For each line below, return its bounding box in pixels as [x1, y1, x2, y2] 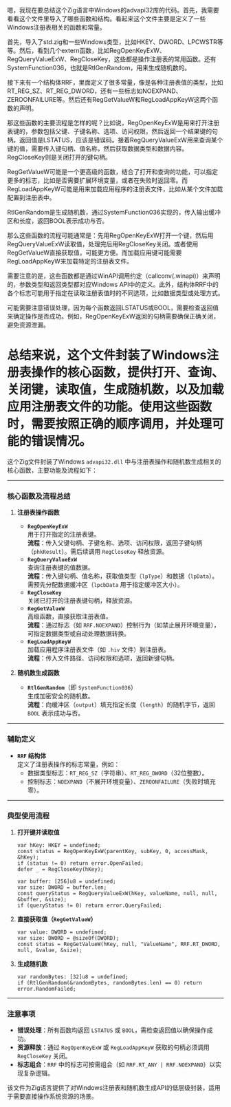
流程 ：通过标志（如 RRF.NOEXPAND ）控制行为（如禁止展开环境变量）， [27, 621, 220, 630]
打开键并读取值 [16, 828, 60, 836]
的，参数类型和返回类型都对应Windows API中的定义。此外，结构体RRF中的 [7, 281, 219, 288]
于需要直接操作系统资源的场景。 [7, 1093, 98, 1101]
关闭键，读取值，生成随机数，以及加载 [7, 382, 225, 398]
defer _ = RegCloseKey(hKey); [16, 866, 104, 872]
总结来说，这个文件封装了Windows [7, 347, 207, 363]
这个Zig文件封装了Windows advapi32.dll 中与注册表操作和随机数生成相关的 [7, 457, 221, 466]
